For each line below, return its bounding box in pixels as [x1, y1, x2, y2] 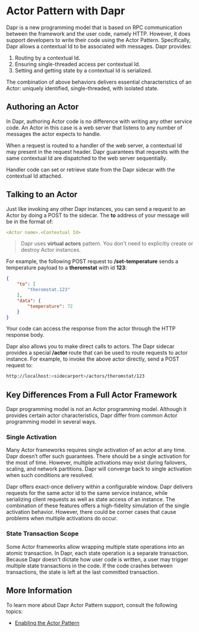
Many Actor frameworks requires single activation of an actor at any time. [6, 447, 186, 454]
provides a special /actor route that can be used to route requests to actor [6, 349, 188, 356]
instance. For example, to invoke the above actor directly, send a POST [6, 355, 179, 363]
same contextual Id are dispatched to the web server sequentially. [6, 154, 168, 162]
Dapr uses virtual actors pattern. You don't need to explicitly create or [20, 240, 194, 247]
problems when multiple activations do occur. [6, 515, 118, 522]
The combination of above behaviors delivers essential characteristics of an [6, 78, 192, 86]
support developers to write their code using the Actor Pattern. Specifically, [6, 36, 191, 43]
